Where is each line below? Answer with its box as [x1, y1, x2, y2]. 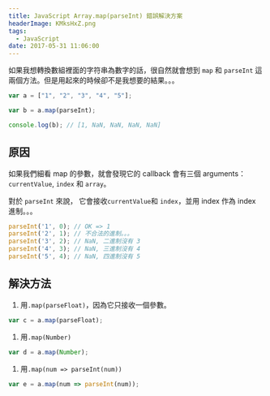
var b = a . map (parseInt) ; [8, 106, 96, 114]
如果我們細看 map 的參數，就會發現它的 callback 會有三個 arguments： [8, 168, 246, 179]
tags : [8, 27, 27, 35]
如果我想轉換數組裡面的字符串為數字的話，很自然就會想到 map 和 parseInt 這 [8, 66, 263, 75]
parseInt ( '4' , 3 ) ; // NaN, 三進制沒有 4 [8, 245, 141, 253]
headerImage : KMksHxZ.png [8, 19, 96, 28]
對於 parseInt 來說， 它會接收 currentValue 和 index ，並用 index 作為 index [8, 196, 256, 205]
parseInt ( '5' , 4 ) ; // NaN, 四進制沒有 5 [8, 252, 141, 260]
